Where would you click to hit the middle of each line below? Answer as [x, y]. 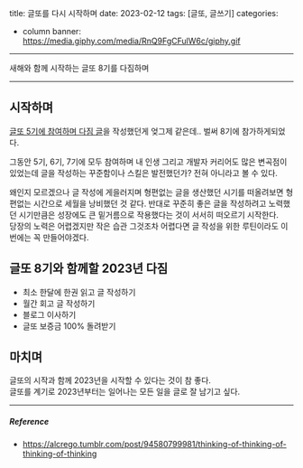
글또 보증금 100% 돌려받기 [69, 326]
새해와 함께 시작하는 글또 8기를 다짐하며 [79, 68]
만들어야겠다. [66, 237]
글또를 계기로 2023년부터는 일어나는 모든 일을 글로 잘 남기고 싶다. [125, 392]
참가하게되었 [264, 131]
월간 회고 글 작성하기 [59, 303]
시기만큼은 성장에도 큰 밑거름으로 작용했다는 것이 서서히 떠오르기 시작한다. [149, 214]
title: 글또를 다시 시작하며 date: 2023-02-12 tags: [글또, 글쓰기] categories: [144, 13]
